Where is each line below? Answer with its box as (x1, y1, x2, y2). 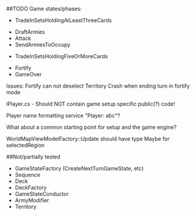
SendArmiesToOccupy (14, 41, 71, 48)
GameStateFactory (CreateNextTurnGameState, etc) (14, 165, 144, 172)
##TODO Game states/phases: (6, 5, 82, 12)
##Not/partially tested (6, 153, 61, 160)
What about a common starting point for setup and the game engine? (6, 124, 177, 131)
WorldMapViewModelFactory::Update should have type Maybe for (6, 135, 170, 142)
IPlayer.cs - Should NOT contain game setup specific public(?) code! (6, 100, 176, 107)
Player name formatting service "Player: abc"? (6, 112, 120, 119)
